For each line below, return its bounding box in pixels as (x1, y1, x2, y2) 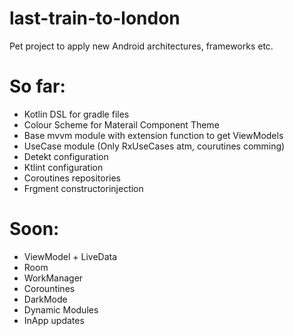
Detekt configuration (23, 150, 109, 162)
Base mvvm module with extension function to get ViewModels (23, 129, 284, 141)
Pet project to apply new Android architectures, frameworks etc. (9, 40, 274, 52)
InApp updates (23, 314, 85, 326)
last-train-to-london (9, 7, 181, 30)
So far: (9, 75, 66, 98)
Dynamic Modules (23, 303, 99, 316)
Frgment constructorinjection (23, 182, 144, 194)
